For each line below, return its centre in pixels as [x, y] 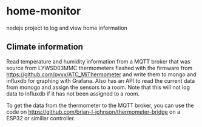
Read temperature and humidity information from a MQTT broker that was [98, 61]
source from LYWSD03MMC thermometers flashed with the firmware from [99, 68]
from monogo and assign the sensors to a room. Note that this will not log [98, 87]
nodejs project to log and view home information [67, 28]
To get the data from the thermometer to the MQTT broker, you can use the [100, 105]
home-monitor [44, 11]
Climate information [45, 47]
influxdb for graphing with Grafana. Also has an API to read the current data [101, 80]
